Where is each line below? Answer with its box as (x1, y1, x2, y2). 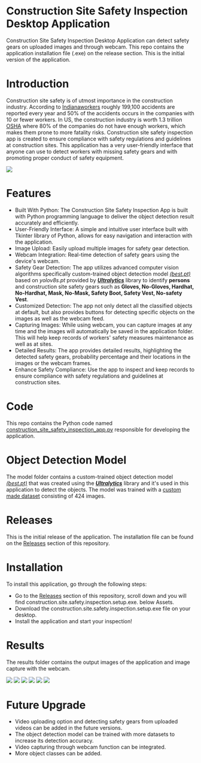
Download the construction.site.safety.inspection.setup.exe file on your (14, 605, 191, 612)
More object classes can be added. (14, 750, 102, 757)
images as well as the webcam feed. (14, 315, 105, 322)
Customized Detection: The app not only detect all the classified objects (14, 302, 193, 309)
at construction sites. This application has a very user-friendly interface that (6, 141, 193, 148)
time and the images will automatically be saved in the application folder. (14, 327, 194, 334)
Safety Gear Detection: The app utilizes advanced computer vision (14, 264, 179, 271)
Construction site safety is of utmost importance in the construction (6, 97, 173, 104)
